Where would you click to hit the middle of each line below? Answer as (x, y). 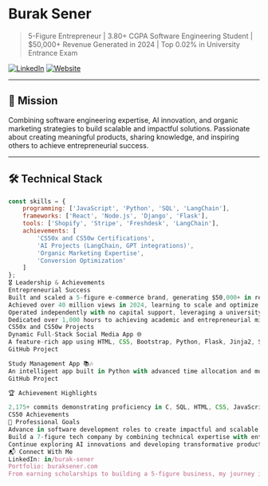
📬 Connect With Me (41, 452)
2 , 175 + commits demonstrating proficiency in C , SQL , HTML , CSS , (119, 407)
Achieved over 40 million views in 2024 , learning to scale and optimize (134, 305)
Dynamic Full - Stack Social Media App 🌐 (75, 335)
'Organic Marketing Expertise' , (91, 253)
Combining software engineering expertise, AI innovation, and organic (123, 120)
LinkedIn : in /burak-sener (51, 459)
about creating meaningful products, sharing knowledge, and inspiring (124, 137)
